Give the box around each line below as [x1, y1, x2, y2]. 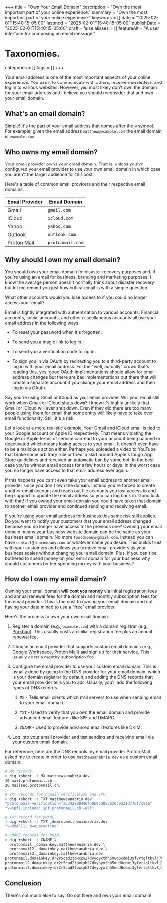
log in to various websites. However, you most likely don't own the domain [5, 84, 157, 90]
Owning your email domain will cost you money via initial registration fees [5, 588, 157, 594]
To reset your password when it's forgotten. [12, 329, 102, 335]
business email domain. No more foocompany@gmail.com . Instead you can [5, 534, 153, 540]
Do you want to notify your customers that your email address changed [5, 518, 151, 524]
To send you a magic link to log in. [12, 339, 83, 345]
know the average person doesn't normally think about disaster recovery [5, 279, 154, 285]
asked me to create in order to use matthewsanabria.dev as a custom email [5, 754, 158, 760]
